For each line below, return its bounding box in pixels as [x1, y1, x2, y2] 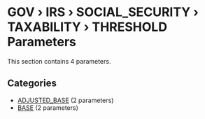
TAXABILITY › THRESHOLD [7, 19, 168, 35]
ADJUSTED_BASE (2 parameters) [17, 96, 114, 104]
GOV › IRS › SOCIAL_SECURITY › [7, 4, 199, 20]
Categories [7, 78, 57, 90]
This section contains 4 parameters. [7, 57, 111, 65]
